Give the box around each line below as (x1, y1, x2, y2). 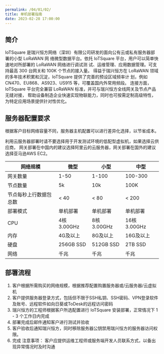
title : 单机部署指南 (5, 12, 42, 17)
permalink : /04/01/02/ (5, 7, 51, 12)
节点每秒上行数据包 (7, 191, 52, 198)
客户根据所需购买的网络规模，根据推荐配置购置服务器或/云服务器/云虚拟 (12, 282, 157, 288)
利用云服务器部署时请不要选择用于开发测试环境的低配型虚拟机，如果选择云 (5, 138, 155, 144)
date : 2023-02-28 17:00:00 (5, 16, 60, 21)
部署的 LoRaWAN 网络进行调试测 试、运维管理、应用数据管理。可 (21, 62, 153, 67)
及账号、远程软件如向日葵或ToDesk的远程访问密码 (12, 301, 113, 307)
